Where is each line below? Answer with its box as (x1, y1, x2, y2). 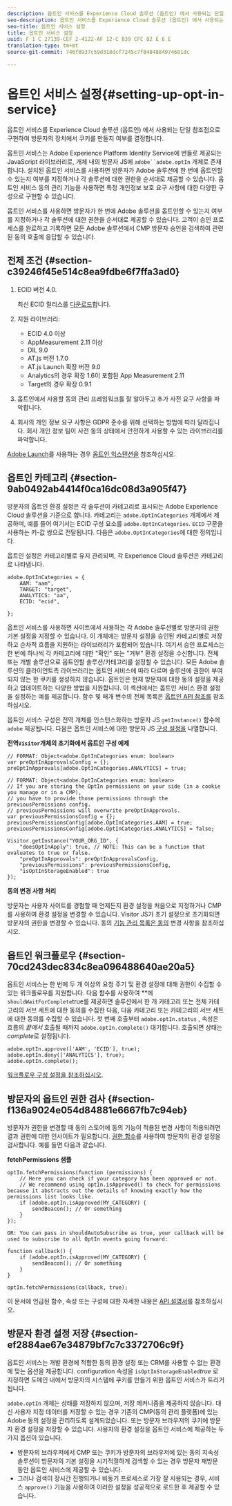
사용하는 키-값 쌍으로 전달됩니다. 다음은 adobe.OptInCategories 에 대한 (7, 528, 199, 536)
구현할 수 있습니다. (25, 191, 76, 200)
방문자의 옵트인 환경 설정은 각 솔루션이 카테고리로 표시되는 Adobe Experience (7, 502, 218, 511)
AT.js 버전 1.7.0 (27, 354, 69, 362)
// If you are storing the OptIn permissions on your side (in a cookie (7, 783, 221, 790)
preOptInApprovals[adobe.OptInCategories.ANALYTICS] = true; (7, 765, 187, 772)
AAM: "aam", (19, 580, 54, 587)
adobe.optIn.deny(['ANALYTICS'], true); (7, 1052, 126, 1059)
